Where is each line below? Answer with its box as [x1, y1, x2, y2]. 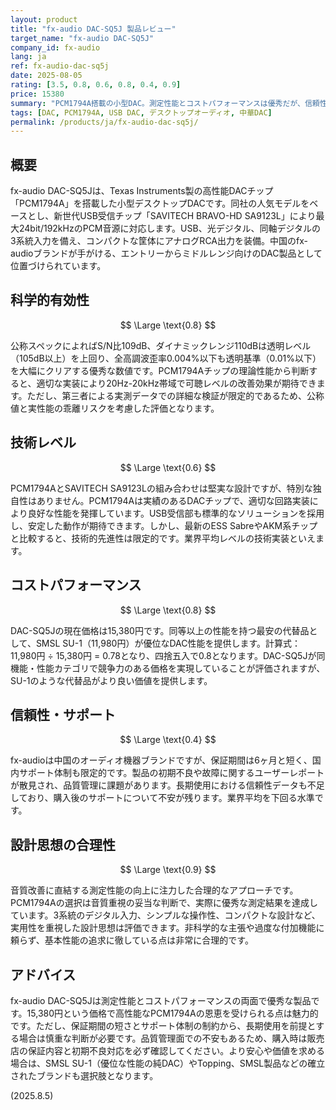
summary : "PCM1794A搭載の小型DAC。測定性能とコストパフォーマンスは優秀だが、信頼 [10, 98, 320, 108]
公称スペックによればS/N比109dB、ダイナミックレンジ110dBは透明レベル [10, 339, 312, 351]
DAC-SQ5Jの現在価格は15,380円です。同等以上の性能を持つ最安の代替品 [10, 624, 310, 636]
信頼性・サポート [10, 706, 116, 723]
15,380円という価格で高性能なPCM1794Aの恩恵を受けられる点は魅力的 [26, 1007, 319, 1019]
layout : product [10, 14, 78, 25]
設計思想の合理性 [10, 836, 116, 853]
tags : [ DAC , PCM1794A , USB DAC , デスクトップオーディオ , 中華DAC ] [10, 107, 273, 118]
